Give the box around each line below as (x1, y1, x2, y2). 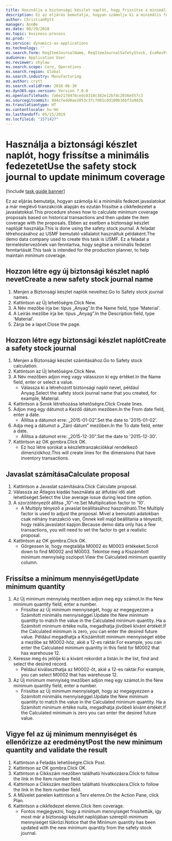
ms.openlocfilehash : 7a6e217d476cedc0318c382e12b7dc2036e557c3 (6, 93, 143, 98)
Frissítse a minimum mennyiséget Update (6, 574, 139, 583)
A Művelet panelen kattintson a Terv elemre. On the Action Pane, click (13, 792, 159, 798)
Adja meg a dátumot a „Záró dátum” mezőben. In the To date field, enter (13, 422, 164, 429)
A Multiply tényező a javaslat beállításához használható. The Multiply (20, 505, 164, 511)
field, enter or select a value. (13, 379, 73, 386)
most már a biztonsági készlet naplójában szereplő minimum (20, 813, 149, 820)
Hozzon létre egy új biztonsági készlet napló (6, 267, 150, 276)
